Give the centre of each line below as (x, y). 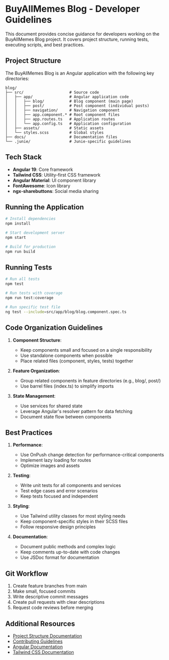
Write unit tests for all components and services (71, 485)
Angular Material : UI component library (54, 180)
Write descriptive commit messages (50, 597)
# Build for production (31, 247)
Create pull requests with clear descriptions (58, 602)
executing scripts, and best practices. (45, 44)
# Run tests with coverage (34, 293)
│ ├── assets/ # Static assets (54, 128)
